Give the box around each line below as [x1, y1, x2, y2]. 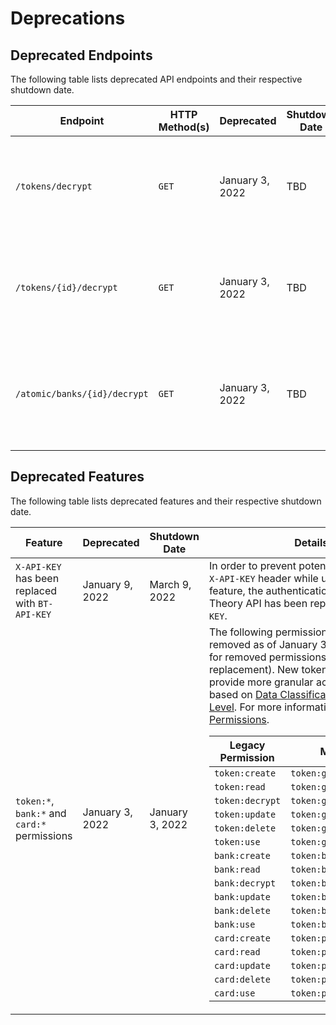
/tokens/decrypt [15, 181, 93, 192]
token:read [213, 781, 266, 792]
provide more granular [208, 675, 314, 689]
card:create [213, 932, 271, 944]
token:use [213, 836, 261, 847]
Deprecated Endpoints [10, 47, 153, 64]
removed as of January [208, 637, 318, 651]
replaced [15, 583, 58, 597]
